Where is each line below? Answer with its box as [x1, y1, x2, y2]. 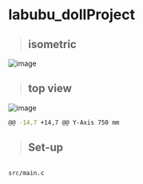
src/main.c [8, 169, 45, 177]
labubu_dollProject [8, 6, 136, 24]
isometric [27, 38, 77, 51]
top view [27, 82, 72, 95]
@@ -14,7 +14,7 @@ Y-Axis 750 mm [8, 118, 120, 126]
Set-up [27, 141, 64, 154]
